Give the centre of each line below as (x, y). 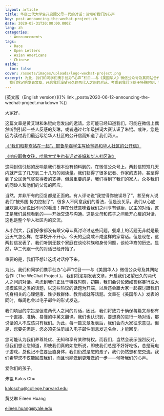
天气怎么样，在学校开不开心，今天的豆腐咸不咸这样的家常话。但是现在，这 (84, 236)
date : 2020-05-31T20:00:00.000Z (38, 23)
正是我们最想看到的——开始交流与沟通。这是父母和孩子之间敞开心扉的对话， (82, 214)
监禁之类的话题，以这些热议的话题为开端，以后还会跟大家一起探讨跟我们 (86, 288)
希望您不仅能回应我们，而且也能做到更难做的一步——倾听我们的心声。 (80, 358)
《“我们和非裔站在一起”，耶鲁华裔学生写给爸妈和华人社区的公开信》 (73, 146)
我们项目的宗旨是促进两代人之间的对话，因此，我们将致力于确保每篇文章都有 (82, 310)
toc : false (20, 69)
